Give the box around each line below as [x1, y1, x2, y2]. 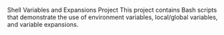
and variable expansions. [7, 21, 79, 28]
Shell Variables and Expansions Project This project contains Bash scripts [7, 6, 217, 14]
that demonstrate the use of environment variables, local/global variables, [7, 13, 218, 21]
